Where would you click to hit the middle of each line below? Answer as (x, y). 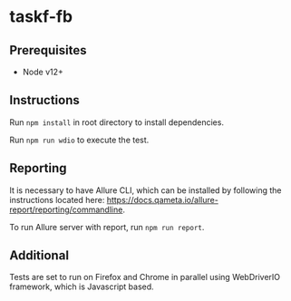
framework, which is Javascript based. (82, 286)
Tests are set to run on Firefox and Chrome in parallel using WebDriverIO (145, 277)
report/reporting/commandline (66, 209)
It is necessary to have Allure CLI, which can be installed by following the (145, 190)
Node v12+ (43, 72)
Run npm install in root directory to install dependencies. (117, 122)
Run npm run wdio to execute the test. (79, 140)
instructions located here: (57, 199)
